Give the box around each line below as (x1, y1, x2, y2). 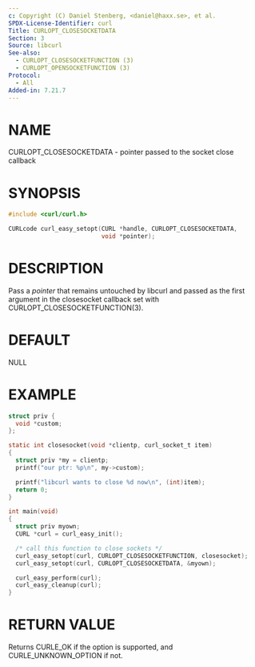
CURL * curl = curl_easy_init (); (15, 530, 124, 538)
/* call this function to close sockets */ (15, 544, 162, 552)
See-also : (8, 49, 42, 57)
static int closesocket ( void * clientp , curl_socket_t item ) (8, 442, 213, 450)
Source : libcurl (8, 42, 62, 50)
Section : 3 (8, 34, 45, 42)
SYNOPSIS (8, 184, 82, 202)
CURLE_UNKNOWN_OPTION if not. (8, 651, 124, 661)
